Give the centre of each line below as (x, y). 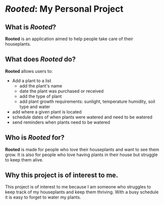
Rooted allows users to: (29, 71)
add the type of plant (41, 96)
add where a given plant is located (47, 112)
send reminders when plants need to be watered (61, 122)
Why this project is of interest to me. (62, 175)
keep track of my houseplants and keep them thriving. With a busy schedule (82, 192)
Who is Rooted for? (35, 138)
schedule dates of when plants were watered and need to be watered (82, 117)
